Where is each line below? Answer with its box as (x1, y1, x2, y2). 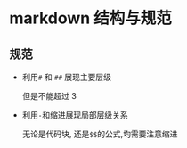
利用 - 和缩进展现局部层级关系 (21, 110, 128, 120)
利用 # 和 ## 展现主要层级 (21, 72, 112, 82)
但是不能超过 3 (21, 91, 77, 101)
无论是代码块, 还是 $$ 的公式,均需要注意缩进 (21, 128, 178, 139)
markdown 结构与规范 (9, 8, 172, 29)
